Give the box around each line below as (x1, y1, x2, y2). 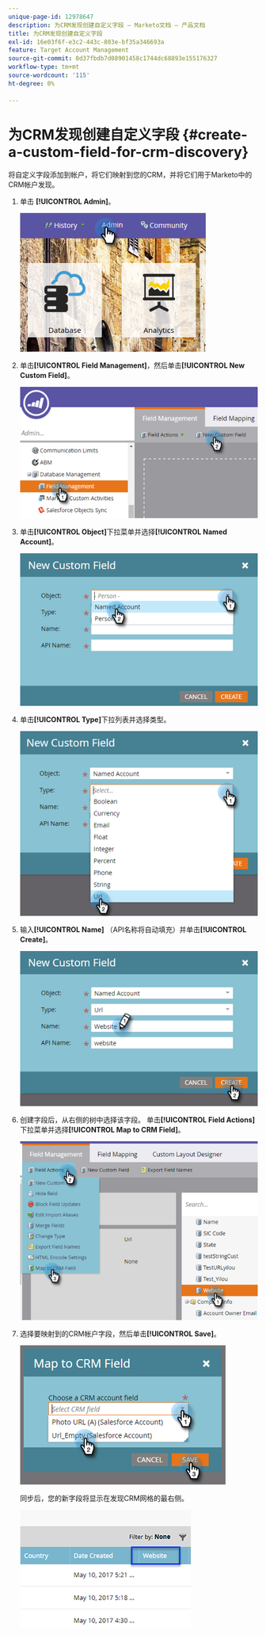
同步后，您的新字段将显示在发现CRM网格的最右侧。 (19, 1494, 188, 1503)
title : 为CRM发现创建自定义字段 (8, 29, 103, 37)
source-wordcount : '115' (8, 71, 90, 79)
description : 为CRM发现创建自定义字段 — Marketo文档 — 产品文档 (8, 21, 206, 29)
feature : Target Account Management (8, 46, 129, 55)
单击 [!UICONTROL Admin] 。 (19, 197, 116, 206)
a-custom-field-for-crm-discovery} (8, 143, 249, 161)
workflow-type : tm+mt (8, 63, 80, 71)
